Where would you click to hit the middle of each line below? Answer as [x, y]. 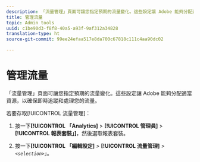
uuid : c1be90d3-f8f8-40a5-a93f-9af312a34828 [62, 28]
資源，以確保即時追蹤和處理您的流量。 [53, 100]
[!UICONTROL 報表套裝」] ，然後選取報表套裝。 [72, 133]
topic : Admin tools [30, 23]
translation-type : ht [33, 34]
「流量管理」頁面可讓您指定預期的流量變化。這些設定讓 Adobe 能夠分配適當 [99, 93]
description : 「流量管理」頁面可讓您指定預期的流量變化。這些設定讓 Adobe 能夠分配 [99, 12]
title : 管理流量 [24, 17]
